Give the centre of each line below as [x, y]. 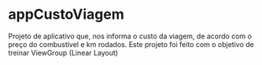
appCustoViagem [66, 14]
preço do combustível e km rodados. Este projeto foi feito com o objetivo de [131, 44]
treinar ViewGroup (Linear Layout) [63, 52]
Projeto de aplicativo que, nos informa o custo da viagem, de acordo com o [130, 36]
